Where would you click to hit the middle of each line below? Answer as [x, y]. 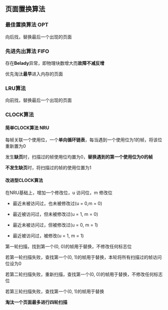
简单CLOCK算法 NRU [27, 128]
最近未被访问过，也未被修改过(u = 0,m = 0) [57, 203]
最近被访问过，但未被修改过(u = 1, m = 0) [55, 214]
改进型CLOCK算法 [24, 180]
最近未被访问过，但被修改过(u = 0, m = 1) [55, 225]
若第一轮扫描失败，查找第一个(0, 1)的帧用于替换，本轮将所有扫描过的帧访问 [83, 257]
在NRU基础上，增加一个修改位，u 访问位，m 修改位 [59, 192]
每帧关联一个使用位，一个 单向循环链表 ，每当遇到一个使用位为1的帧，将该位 [84, 140]
